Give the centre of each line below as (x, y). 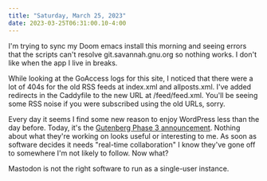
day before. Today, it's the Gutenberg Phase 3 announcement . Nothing (124, 128)
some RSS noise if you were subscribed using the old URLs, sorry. (117, 104)
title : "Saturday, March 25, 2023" (67, 16)
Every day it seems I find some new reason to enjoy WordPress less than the (134, 119)
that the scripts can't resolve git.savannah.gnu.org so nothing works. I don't (133, 54)
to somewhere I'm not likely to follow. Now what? (88, 153)
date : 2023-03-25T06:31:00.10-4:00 (67, 23)
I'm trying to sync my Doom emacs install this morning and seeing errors (128, 45)
